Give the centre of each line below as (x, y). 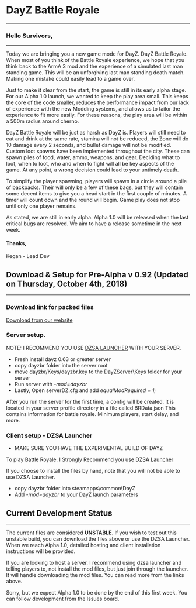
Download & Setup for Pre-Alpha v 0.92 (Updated (97, 275)
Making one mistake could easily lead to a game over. (71, 79)
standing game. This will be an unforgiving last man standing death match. (95, 73)
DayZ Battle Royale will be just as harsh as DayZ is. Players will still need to (96, 133)
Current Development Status (59, 513)
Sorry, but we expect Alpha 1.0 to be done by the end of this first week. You (97, 592)
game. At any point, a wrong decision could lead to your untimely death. (92, 170)
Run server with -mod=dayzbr (51, 384)
